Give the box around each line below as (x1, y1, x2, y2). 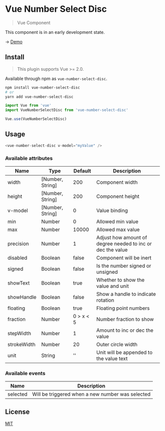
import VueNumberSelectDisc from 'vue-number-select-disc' (5, 108, 129, 113)
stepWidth (7, 330, 31, 337)
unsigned (96, 268, 118, 275)
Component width (96, 178, 138, 185)
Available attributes (5, 155, 53, 162)
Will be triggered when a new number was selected (32, 391, 151, 398)
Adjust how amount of (96, 234, 147, 241)
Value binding (96, 207, 128, 214)
